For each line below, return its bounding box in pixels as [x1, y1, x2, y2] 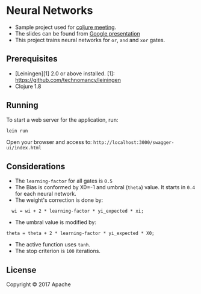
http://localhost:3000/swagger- [93, 140, 175, 146]
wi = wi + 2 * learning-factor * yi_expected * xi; [11, 208, 144, 214]
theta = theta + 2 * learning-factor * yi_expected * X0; [6, 230, 155, 237]
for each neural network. [14, 190, 76, 198]
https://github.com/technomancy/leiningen [14, 76, 122, 83]
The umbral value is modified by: [14, 219, 96, 226]
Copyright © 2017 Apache [6, 281, 71, 288]
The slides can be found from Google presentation [14, 30, 140, 37]
